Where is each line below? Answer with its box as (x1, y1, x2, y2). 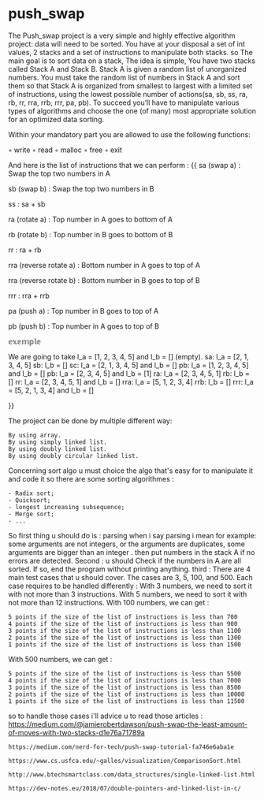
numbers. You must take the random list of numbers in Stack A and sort (8, 73, 240, 82)
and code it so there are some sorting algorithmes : (8, 474, 175, 483)
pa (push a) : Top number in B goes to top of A (8, 306, 159, 315)
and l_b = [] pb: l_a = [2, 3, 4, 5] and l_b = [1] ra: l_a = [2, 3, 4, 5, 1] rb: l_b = (8, 368, 250, 378)
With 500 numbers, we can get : (8, 654, 113, 664)
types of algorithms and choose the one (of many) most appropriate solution (8, 106, 257, 115)
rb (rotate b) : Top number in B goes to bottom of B (8, 229, 173, 239)
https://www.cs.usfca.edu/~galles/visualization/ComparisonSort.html (8, 757, 242, 765)
